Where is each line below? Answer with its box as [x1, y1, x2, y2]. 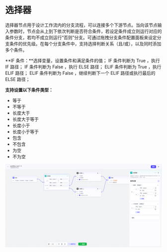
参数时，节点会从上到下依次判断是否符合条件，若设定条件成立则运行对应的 [9, 28, 162, 34]
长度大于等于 [12, 116, 39, 122]
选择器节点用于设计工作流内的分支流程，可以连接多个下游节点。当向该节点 [5, 22, 158, 28]
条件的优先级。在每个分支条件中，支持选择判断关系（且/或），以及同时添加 [9, 40, 162, 46]
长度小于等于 [12, 128, 39, 135]
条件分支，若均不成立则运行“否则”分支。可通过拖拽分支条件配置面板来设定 [5, 34, 158, 40]
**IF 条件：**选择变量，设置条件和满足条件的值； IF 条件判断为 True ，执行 [5, 57, 160, 63]
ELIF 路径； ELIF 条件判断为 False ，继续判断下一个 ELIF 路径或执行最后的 [5, 70, 156, 76]
